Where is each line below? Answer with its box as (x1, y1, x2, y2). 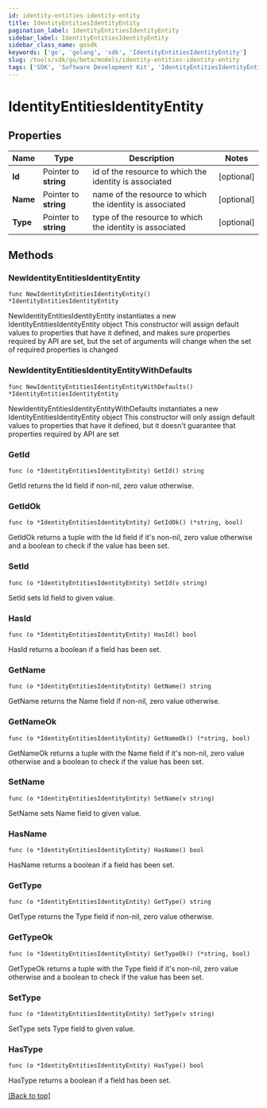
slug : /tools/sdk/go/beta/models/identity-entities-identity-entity (8, 56, 240, 64)
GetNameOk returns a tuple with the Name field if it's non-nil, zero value (8, 748, 245, 758)
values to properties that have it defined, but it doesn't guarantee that (8, 420, 236, 430)
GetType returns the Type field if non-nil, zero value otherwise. (8, 912, 215, 921)
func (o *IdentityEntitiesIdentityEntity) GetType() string (8, 898, 212, 906)
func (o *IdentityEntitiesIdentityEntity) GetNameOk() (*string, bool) (8, 734, 250, 743)
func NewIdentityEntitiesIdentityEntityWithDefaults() (8, 383, 194, 391)
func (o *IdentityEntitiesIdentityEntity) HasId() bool (8, 631, 197, 639)
